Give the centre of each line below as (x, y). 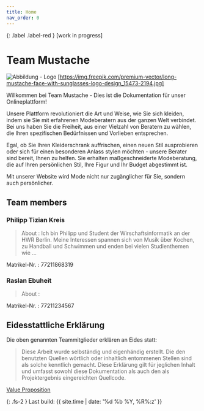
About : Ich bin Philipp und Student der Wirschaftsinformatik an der (106, 233)
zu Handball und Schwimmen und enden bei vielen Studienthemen (105, 247)
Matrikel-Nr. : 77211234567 (40, 306)
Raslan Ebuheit (29, 281)
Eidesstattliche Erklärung (56, 325)
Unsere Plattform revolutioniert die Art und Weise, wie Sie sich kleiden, (95, 113)
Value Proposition (28, 390)
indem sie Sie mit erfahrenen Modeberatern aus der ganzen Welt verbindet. (101, 120)
